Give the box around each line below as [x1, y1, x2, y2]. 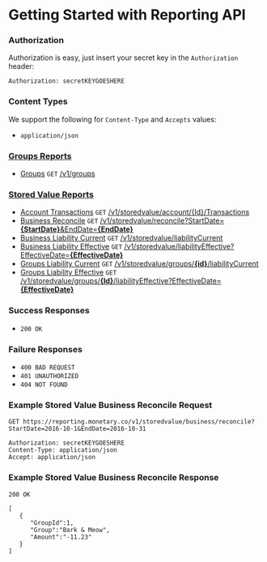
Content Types [8, 96, 68, 107]
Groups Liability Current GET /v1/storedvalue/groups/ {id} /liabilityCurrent [19, 259, 259, 269]
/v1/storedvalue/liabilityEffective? [124, 241, 235, 252]
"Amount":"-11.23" [29, 533, 92, 541]
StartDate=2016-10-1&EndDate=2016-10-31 [8, 425, 147, 433]
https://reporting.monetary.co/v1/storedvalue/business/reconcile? [23, 418, 255, 426]
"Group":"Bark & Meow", [29, 526, 111, 534]
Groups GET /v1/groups [19, 168, 95, 179]
